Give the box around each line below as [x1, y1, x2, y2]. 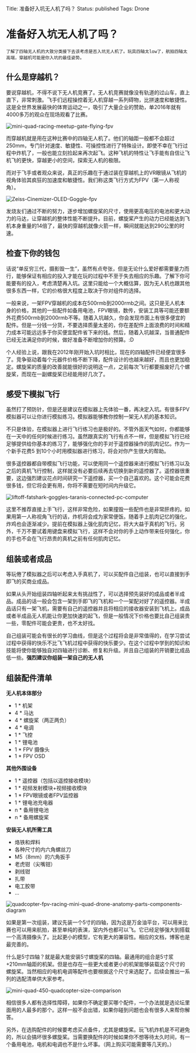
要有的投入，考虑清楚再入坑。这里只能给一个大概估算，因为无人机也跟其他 [10, 280, 190, 287]
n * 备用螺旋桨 [14, 814, 49, 820]
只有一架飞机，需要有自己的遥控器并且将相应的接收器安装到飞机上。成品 [16, 605, 190, 612]
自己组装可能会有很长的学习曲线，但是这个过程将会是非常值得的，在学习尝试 [6, 632, 190, 639]
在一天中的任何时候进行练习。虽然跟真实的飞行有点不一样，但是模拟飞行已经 [6, 433, 190, 440]
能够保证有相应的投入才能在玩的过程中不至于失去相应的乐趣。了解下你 [16, 272, 185, 280]
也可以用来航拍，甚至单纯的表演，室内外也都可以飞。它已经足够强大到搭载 [10, 926, 190, 933]
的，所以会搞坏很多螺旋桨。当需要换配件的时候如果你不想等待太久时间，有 [6, 1034, 185, 1040]
